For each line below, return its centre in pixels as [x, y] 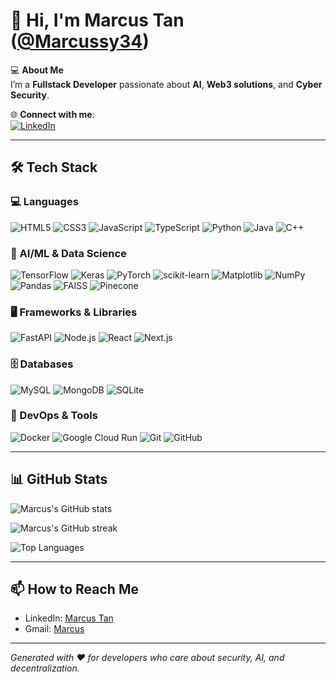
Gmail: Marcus [54, 629]
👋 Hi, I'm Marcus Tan [97, 20]
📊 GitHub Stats [59, 479]
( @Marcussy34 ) [80, 41]
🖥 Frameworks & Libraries [74, 312]
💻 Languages [44, 202]
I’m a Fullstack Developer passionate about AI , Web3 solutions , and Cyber [166, 84]
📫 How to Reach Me [74, 589]
